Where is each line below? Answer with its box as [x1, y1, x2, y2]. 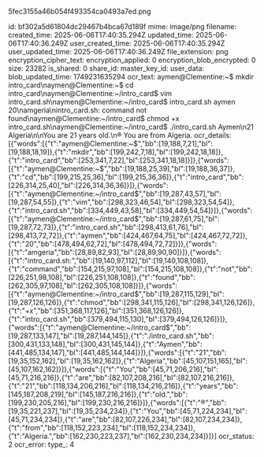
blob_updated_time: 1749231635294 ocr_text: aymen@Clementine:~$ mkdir [8, 72, 255, 81]
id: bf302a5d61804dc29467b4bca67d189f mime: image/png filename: [8, 22, 237, 31]
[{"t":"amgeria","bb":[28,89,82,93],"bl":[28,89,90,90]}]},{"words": [8, 248, 222, 256]
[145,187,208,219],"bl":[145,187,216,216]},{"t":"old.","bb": [8, 389, 188, 399]
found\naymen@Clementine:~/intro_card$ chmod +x [8, 114, 180, 123]
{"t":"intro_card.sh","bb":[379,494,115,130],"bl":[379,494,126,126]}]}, [8, 315, 228, 323]
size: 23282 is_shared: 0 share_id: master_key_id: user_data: [8, 64, 205, 73]
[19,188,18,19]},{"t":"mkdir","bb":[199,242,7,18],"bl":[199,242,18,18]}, [8, 147, 223, 157]
